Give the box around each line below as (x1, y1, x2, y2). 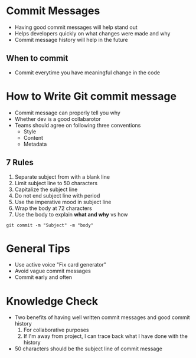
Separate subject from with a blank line (14, 173, 110, 180)
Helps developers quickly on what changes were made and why (14, 29, 171, 37)
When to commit (6, 53, 68, 63)
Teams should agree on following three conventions (14, 121, 141, 129)
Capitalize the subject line (14, 186, 78, 193)
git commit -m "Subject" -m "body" (6, 222, 94, 228)
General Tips (6, 242, 70, 255)
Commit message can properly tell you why (14, 109, 121, 116)
